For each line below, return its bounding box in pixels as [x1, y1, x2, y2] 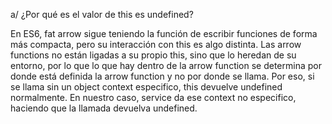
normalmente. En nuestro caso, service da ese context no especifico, [10, 92, 297, 103]
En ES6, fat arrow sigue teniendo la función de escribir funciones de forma [10, 28, 318, 39]
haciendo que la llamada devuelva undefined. [10, 102, 198, 114]
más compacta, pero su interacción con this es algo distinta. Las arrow [10, 39, 302, 50]
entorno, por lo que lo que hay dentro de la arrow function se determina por [10, 60, 322, 71]
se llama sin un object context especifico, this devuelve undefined [10, 81, 283, 93]
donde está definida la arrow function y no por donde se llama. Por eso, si [10, 70, 315, 82]
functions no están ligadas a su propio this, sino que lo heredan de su [10, 49, 297, 61]
